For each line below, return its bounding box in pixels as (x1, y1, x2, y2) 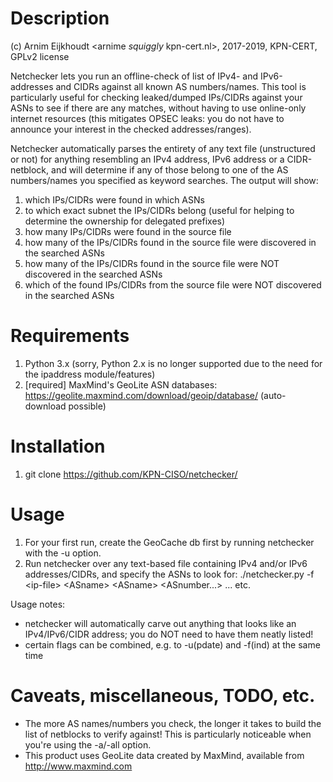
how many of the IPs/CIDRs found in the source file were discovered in (24, 236, 317, 248)
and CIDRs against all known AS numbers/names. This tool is (55, 80, 307, 92)
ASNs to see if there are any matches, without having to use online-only (10, 102, 307, 114)
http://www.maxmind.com (24, 760, 133, 772)
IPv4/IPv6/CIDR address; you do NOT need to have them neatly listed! (24, 628, 314, 640)
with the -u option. (24, 547, 102, 559)
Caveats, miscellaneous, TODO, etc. (10, 684, 316, 707)
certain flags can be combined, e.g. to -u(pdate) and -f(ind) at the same (24, 638, 321, 651)
